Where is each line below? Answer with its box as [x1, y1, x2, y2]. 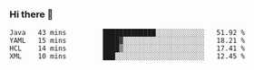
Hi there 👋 [9, 8, 54, 21]
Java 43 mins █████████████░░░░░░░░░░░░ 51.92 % [9, 29, 246, 38]
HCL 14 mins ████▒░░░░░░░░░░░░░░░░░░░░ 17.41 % [9, 44, 246, 53]
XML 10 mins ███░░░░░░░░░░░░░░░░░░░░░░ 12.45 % [9, 52, 246, 61]
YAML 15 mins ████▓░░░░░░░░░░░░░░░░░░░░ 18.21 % [9, 36, 246, 46]
